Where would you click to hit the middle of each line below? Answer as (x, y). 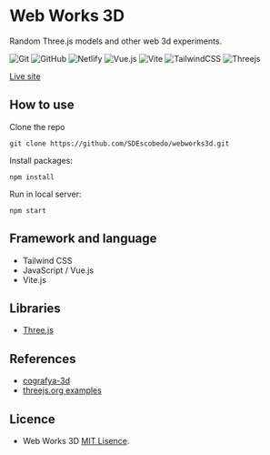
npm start (28, 210)
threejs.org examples (62, 390)
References (43, 359)
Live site (25, 76)
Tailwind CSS (47, 260)
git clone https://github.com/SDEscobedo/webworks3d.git (120, 143)
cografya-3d (46, 381)
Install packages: (41, 160)
